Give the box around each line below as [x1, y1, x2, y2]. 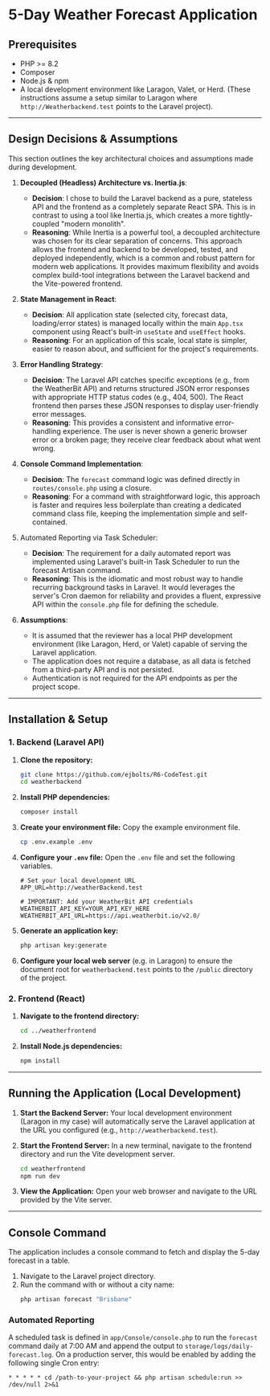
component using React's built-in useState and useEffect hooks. [31, 327, 246, 337]
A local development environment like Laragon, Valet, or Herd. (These [19, 84, 251, 94]
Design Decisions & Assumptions [8, 133, 178, 146]
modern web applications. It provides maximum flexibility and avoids [31, 261, 260, 271]
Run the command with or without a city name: [19, 1280, 175, 1290]
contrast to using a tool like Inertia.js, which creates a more [31, 210, 227, 220]
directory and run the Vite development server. [19, 1149, 175, 1158]
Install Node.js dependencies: [19, 1042, 123, 1051]
